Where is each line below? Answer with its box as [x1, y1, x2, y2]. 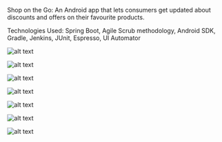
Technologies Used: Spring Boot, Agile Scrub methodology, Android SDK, [7, 27, 216, 34]
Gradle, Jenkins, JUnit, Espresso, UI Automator [7, 34, 141, 42]
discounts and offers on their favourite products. [7, 13, 145, 21]
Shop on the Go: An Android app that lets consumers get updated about [7, 6, 212, 14]
